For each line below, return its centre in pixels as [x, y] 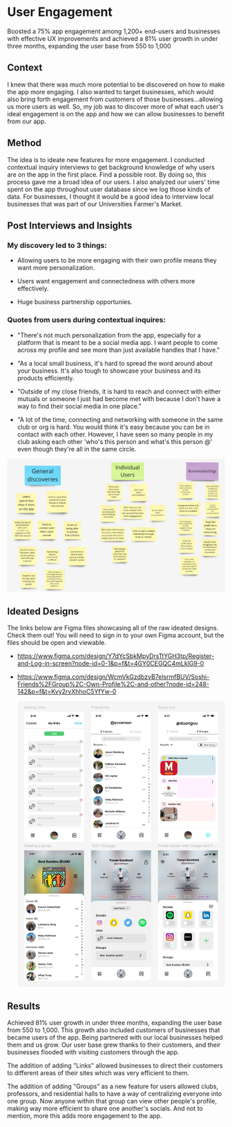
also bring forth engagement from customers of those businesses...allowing [115, 99]
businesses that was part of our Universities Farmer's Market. [95, 204]
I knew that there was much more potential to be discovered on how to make [116, 85]
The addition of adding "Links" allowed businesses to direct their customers [115, 1066]
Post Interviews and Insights [70, 225]
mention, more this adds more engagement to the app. [85, 1116]
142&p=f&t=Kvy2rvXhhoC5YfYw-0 [67, 691]
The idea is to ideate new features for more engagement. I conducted [106, 159]
